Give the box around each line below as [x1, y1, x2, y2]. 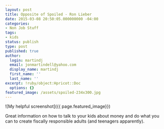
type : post [5, 44, 28, 49]
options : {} [9, 85, 35, 90]
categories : [5, 21, 30, 26]
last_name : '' [9, 76, 39, 81]
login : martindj [9, 58, 43, 63]
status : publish [5, 40, 39, 44]
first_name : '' [9, 72, 41, 77]
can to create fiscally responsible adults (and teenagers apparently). [5, 118, 145, 124]
